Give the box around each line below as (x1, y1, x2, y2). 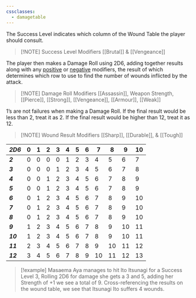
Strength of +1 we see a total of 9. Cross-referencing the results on (20, 279, 184, 286)
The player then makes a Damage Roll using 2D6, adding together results (6, 60, 184, 67)
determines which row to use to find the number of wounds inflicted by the (6, 72, 187, 79)
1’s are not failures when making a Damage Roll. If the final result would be (6, 107, 187, 114)
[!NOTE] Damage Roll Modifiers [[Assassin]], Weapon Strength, (20, 90, 174, 97)
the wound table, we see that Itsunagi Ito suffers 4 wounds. (20, 285, 165, 292)
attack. (6, 78, 23, 86)
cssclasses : (6, 8, 35, 15)
